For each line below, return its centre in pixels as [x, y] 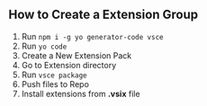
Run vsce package [54, 75]
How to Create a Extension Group [103, 15]
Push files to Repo [55, 84]
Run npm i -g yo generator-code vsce [92, 36]
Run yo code [44, 46]
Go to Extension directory [69, 65]
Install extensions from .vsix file [81, 93]
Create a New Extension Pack [76, 55]
